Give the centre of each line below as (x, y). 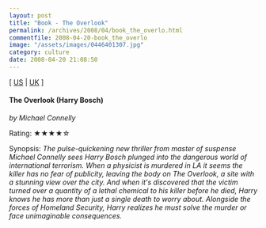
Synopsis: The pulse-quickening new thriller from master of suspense (123, 149)
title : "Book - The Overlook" (59, 23)
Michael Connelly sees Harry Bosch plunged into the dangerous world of (128, 157)
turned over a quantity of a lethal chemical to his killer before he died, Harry (133, 191)
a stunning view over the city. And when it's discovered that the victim (123, 182)
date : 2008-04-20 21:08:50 (53, 60)
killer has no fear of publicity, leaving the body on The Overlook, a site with (132, 174)
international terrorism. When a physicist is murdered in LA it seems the (126, 165)
